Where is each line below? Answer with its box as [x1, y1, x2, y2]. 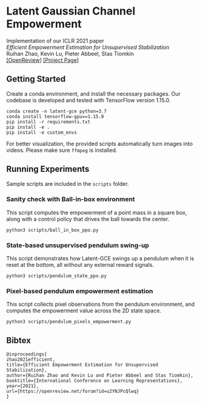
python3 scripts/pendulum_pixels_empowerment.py [6, 319, 131, 325]
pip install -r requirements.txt [6, 119, 91, 125]
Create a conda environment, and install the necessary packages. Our [6, 90, 181, 97]
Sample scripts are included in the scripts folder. [6, 180, 129, 187]
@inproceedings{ [6, 351, 47, 358]
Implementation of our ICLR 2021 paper [6, 37, 105, 44]
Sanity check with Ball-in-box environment [6, 195, 135, 203]
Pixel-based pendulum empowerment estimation [6, 287, 153, 295]
